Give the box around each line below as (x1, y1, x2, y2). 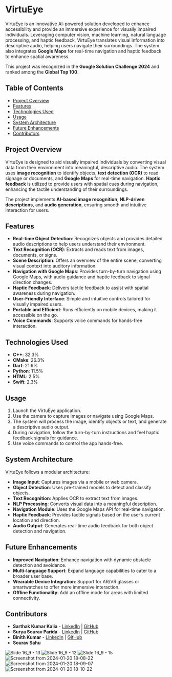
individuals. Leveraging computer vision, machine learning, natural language (5, 31, 166, 38)
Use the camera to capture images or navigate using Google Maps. (12, 413, 155, 419)
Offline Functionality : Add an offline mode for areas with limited (12, 589, 148, 595)
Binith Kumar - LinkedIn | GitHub (12, 634, 82, 640)
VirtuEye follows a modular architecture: (5, 469, 90, 475)
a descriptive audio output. (12, 424, 70, 430)
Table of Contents (5, 84, 64, 93)
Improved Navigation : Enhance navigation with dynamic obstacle (12, 557, 152, 563)
